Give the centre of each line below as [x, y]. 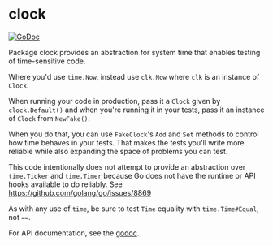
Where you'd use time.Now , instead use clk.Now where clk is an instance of [134, 76]
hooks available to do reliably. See [66, 184]
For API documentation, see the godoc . [74, 233]
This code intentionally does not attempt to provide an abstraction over [127, 166]
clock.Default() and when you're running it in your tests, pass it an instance [136, 110]
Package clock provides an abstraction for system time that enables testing [134, 52]
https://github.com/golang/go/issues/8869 [80, 192]
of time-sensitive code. [47, 61]
